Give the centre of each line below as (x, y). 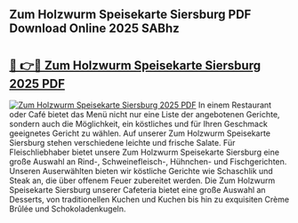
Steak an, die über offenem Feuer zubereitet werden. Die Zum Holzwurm (142, 180)
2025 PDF (37, 84)
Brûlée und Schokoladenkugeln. (68, 209)
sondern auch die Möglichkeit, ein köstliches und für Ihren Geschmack (139, 124)
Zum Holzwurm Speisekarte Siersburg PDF (130, 15)
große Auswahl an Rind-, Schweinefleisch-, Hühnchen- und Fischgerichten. (148, 162)
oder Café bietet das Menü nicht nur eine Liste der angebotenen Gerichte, (145, 114)
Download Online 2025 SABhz (94, 29)
